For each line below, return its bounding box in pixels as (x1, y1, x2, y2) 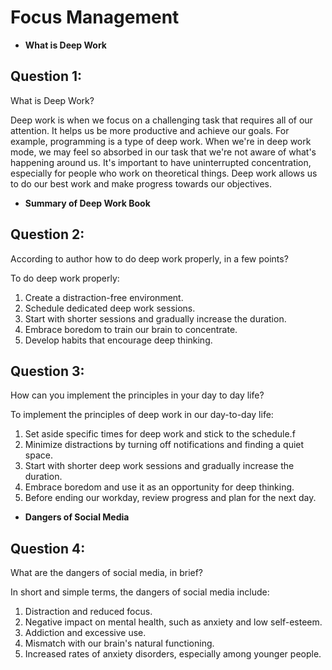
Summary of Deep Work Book (24, 197, 151, 209)
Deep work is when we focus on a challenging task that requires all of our (10, 114, 313, 126)
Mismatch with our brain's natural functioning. (24, 637, 215, 650)
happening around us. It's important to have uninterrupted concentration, (10, 156, 312, 168)
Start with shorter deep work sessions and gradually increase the (24, 460, 295, 472)
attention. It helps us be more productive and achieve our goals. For (10, 124, 290, 136)
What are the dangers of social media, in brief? (10, 567, 204, 579)
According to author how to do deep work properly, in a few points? (10, 252, 289, 265)
